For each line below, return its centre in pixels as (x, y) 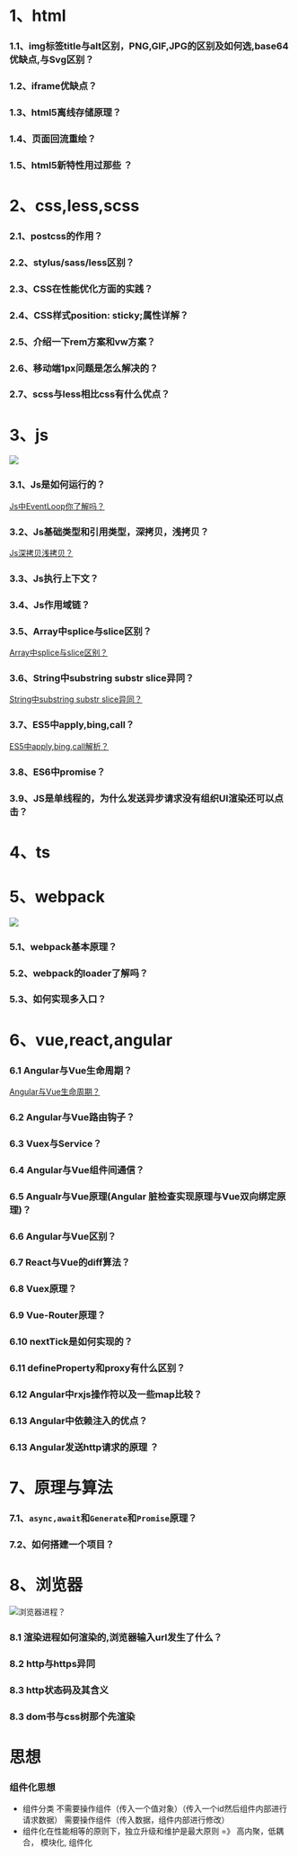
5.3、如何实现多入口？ (58, 1000)
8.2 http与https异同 (53, 1663)
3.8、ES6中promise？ (57, 772)
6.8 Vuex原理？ (44, 1289)
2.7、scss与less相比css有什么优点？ (90, 394)
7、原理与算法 (61, 1488)
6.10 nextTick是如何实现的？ (71, 1341)
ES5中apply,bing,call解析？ (59, 746)
